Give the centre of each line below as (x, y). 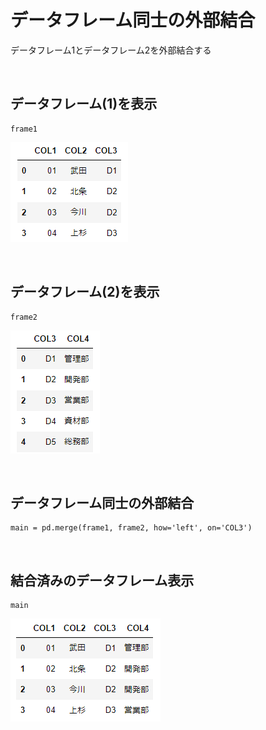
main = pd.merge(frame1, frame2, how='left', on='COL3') (131, 528)
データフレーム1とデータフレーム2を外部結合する (111, 50)
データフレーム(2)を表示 (85, 292)
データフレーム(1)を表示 (84, 104)
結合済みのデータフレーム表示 (102, 580)
